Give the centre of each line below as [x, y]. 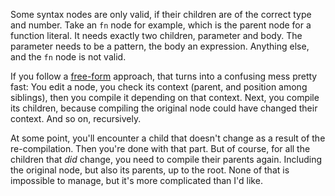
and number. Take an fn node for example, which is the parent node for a [161, 25]
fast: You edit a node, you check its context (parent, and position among [159, 87]
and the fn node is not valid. [68, 57]
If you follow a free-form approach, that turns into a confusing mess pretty [164, 76]
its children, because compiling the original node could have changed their [164, 108]
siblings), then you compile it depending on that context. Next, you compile [165, 97]
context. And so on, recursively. [76, 118]
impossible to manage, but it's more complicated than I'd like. [136, 180]
